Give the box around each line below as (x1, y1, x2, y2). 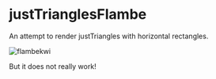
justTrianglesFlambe (9, 5, 147, 23)
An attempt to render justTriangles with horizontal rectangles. (9, 31, 209, 41)
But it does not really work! (9, 61, 97, 71)
